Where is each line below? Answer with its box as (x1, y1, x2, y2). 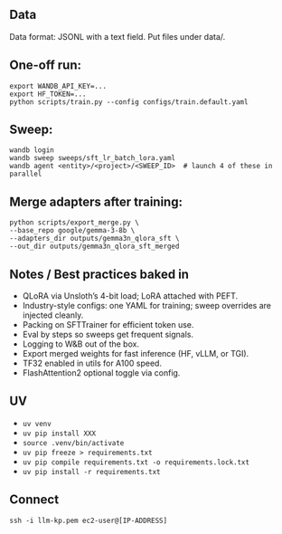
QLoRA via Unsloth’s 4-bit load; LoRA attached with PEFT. (22, 291, 238, 301)
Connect (9, 492, 60, 508)
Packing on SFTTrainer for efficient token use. (22, 319, 194, 330)
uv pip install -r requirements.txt (22, 467, 161, 476)
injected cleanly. (22, 310, 84, 320)
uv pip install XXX (22, 429, 97, 438)
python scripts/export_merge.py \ (9, 218, 140, 227)
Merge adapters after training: (9, 194, 183, 209)
